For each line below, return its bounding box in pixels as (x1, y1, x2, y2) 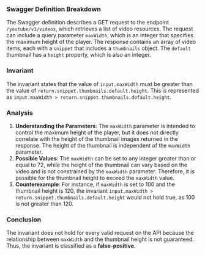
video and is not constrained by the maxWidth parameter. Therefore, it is (15, 167, 195, 175)
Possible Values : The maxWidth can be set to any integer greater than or (15, 154, 197, 162)
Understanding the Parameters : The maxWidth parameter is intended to (15, 122, 196, 129)
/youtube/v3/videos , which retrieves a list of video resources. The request (6, 25, 193, 32)
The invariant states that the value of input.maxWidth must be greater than (6, 80, 193, 87)
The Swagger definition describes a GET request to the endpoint (6, 19, 170, 26)
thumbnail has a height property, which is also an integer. (6, 51, 151, 59)
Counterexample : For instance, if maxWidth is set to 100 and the (15, 181, 176, 188)
